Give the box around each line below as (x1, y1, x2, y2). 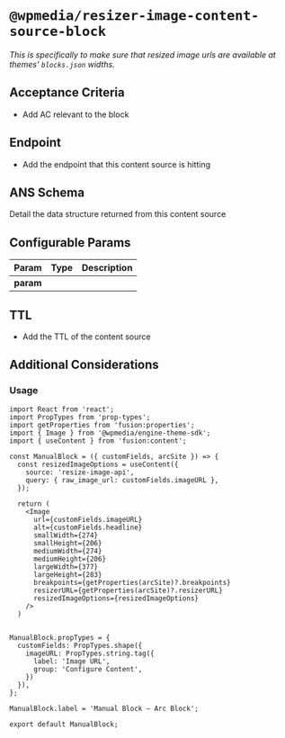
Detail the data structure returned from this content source (9, 209, 227, 220)
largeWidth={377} (32, 562, 99, 571)
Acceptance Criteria (9, 85, 125, 101)
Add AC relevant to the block (22, 109, 129, 120)
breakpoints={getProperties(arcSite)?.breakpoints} (32, 578, 231, 587)
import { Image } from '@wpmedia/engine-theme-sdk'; (9, 428, 211, 437)
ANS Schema (9, 184, 85, 200)
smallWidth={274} (32, 530, 99, 540)
